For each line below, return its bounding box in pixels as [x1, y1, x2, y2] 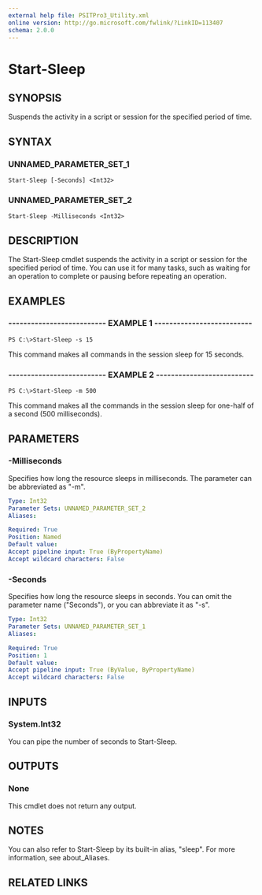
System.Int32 [8, 719, 61, 730]
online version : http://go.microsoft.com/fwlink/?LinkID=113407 [8, 19, 223, 27]
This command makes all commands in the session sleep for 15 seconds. [8, 349, 245, 359]
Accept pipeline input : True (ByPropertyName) [8, 548, 164, 556]
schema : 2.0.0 [8, 26, 55, 34]
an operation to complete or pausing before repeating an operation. [8, 272, 227, 281]
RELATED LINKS [8, 875, 88, 889]
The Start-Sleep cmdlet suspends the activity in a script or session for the [8, 255, 248, 264]
